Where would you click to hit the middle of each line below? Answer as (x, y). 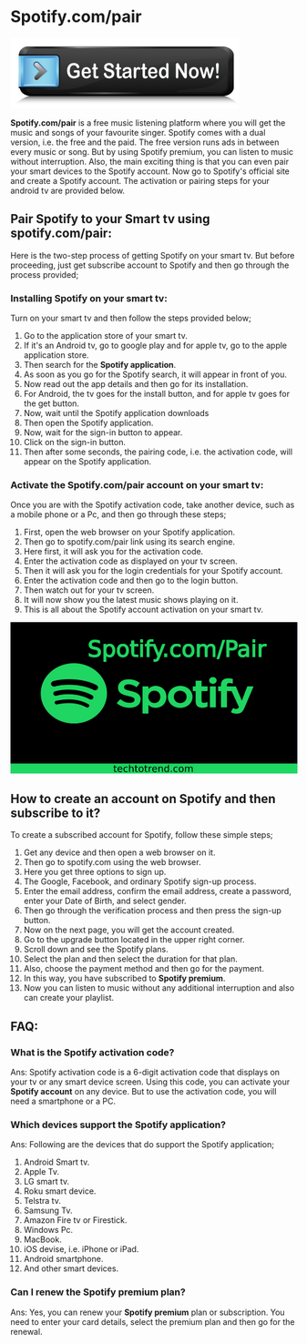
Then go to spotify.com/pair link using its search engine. (129, 542)
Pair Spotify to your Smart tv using (110, 219)
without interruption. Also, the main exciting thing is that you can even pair (150, 161)
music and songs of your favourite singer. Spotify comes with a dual (138, 132)
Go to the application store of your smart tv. (105, 336)
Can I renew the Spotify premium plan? (98, 1292)
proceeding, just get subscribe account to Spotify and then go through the (150, 265)
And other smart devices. (71, 1268)
